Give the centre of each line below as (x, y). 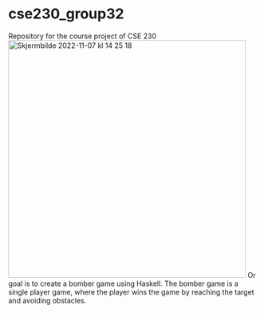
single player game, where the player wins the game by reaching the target (131, 291)
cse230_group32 (66, 14)
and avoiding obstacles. (47, 300)
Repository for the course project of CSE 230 (83, 36)
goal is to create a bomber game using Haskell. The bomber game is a (124, 283)
